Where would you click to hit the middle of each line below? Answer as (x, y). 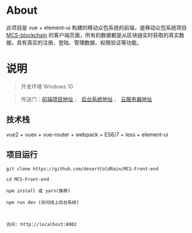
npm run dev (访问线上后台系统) (43, 202)
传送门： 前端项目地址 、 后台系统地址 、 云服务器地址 (86, 99)
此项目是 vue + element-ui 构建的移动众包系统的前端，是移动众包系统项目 (97, 27)
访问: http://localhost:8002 (41, 224)
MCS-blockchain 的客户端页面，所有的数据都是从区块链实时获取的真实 (93, 35)
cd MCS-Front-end (28, 179)
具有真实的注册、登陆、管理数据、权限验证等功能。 (79, 42)
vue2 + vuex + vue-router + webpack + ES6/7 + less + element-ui (87, 134)
